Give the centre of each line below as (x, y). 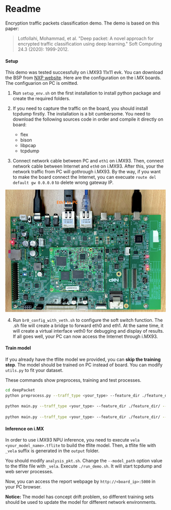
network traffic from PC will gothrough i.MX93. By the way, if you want (87, 172)
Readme (23, 9)
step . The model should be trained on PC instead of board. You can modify (84, 365)
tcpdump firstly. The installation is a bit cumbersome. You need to (81, 114)
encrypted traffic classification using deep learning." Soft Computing (90, 43)
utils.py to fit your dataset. (34, 370)
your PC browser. (23, 487)
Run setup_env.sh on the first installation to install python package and (87, 93)
